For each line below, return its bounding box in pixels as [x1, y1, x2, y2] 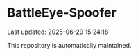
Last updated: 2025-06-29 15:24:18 [7, 28, 109, 36]
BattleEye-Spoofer [7, 5, 117, 21]
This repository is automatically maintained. [7, 41, 132, 49]
